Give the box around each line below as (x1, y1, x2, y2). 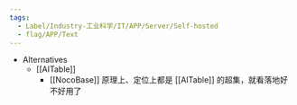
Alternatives (22, 55, 68, 66)
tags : (9, 13, 30, 22)
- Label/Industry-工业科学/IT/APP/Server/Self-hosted (17, 22, 218, 31)
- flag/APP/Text (17, 30, 79, 39)
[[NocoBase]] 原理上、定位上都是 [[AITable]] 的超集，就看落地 (49, 74, 281, 85)
